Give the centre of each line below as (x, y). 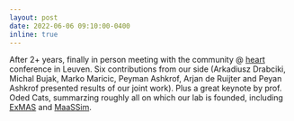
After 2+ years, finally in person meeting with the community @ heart (137, 60)
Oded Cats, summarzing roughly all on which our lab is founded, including (146, 98)
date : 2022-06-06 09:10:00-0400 (70, 26)
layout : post (34, 17)
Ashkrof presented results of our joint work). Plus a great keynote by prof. (146, 88)
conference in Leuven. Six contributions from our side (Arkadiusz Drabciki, (147, 69)
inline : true (34, 34)
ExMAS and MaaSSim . (50, 108)
